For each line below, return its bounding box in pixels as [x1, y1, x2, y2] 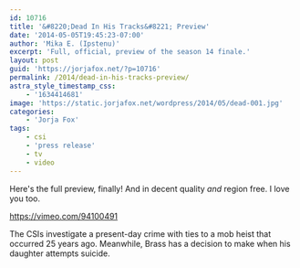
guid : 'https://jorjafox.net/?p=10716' [9, 65, 161, 74]
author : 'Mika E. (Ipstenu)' [9, 38, 120, 48]
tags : [9, 124, 30, 134]
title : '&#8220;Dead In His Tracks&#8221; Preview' [9, 22, 210, 31]
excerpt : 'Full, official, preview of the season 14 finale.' [9, 48, 251, 57]
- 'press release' [26, 141, 96, 150]
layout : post [9, 56, 59, 65]
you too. [9, 193, 41, 204]
